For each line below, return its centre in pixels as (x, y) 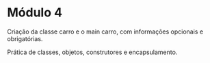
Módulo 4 (35, 13)
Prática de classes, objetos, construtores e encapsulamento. (92, 52)
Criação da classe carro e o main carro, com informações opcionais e (105, 32)
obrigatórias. (25, 38)
